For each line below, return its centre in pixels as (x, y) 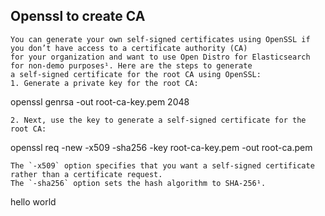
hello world (33, 201)
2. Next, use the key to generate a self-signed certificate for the (158, 120)
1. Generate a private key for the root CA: (104, 83)
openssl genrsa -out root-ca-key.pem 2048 (100, 101)
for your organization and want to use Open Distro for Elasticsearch (160, 57)
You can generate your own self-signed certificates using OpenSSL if (160, 39)
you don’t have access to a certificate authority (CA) (129, 48)
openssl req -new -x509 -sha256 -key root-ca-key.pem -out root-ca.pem (161, 147)
